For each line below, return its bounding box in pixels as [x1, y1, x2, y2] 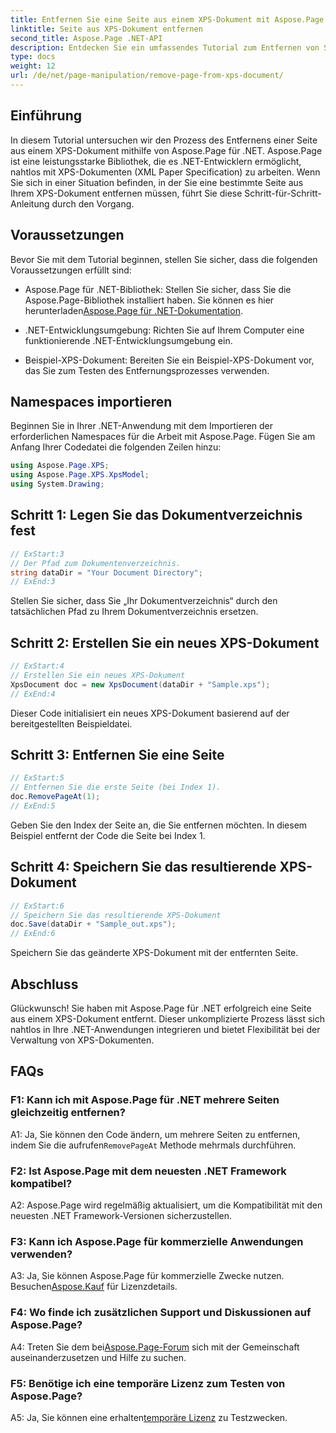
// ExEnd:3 [10, 577, 56, 587]
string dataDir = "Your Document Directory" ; [10, 567, 203, 578]
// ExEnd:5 [10, 801, 56, 811]
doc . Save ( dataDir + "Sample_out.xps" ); [10, 919, 177, 930]
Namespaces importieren [10, 393, 173, 410]
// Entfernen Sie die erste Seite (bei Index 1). [10, 782, 222, 793]
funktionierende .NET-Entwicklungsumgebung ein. [24, 334, 233, 346]
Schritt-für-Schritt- [244, 187, 322, 199]
